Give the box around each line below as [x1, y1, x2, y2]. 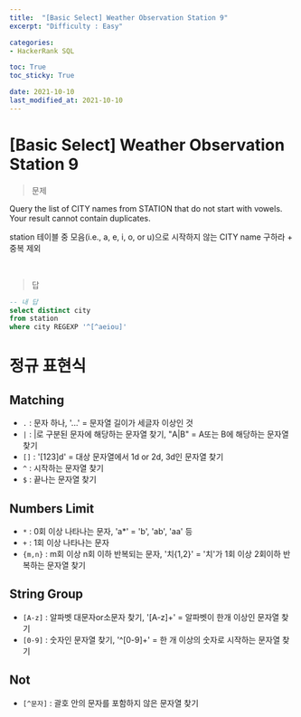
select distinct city [9, 306, 91, 315]
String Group [9, 587, 84, 602]
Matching [9, 392, 65, 408]
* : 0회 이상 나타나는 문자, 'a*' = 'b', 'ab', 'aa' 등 [22, 526, 193, 536]
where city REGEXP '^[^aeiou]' [9, 323, 127, 332]
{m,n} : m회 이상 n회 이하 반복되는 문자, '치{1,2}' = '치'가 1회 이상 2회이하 [22, 549, 282, 559]
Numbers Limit [9, 501, 95, 516]
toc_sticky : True [9, 71, 75, 80]
